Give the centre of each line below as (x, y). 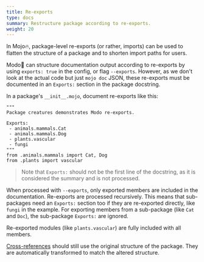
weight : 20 (20, 29)
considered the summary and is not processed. (80, 179)
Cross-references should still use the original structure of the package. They (102, 246)
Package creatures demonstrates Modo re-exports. (71, 113)
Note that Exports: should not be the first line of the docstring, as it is (108, 172)
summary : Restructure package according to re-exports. (79, 23)
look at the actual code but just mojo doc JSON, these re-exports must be (98, 78)
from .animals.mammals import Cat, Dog (57, 155)
